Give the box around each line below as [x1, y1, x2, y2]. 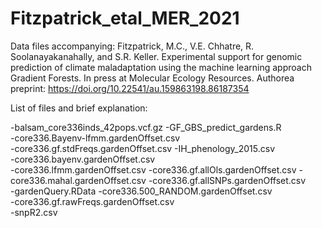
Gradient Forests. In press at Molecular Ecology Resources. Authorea [10, 72, 295, 84]
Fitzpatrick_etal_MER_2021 [10, 7, 240, 30]
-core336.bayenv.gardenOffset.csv [10, 153, 156, 165]
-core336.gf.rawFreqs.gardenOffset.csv [10, 195, 175, 207]
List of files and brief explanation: [10, 102, 148, 114]
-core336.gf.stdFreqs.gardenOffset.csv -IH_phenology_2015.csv [10, 142, 276, 154]
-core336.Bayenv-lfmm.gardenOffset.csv [10, 132, 181, 144]
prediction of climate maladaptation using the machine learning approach [10, 61, 312, 73]
